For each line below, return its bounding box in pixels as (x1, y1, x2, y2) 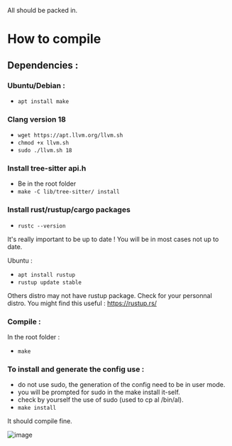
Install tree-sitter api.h (7, 164, 87, 174)
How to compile (7, 31, 101, 47)
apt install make (17, 97, 70, 105)
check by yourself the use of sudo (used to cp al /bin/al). (17, 395, 184, 404)
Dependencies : (7, 59, 79, 71)
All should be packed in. (7, 6, 78, 14)
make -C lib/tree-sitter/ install (17, 189, 120, 196)
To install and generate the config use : (7, 364, 145, 374)
